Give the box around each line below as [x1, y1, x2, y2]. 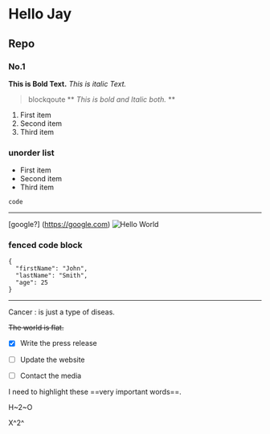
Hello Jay [8, 5, 72, 23]
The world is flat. [8, 322, 64, 333]
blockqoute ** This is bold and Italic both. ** [27, 94, 175, 104]
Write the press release [19, 339, 98, 348]
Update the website [19, 355, 86, 364]
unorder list [8, 147, 55, 158]
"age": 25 [15, 278, 48, 287]
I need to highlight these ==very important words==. [8, 387, 182, 396]
